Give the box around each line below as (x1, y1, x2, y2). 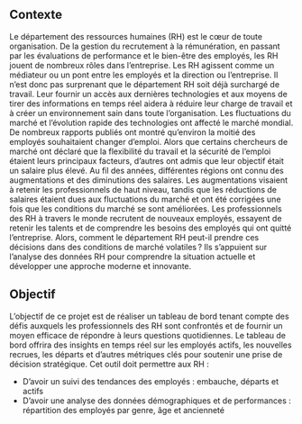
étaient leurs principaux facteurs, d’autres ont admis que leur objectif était (9, 155, 284, 166)
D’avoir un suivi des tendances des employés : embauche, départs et (22, 375, 279, 386)
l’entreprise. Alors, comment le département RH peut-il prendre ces (9, 231, 260, 242)
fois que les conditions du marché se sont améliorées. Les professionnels (9, 203, 282, 214)
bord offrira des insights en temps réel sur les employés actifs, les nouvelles (9, 339, 292, 350)
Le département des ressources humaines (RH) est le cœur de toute (9, 31, 263, 41)
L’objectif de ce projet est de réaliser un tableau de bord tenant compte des (9, 311, 290, 321)
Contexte (9, 7, 63, 23)
